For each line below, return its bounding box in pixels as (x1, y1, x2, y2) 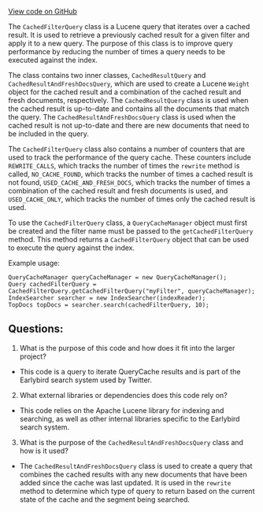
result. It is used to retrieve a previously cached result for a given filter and (8, 31, 250, 39)
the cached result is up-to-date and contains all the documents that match (8, 104, 250, 113)
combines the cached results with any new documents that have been (19, 470, 248, 479)
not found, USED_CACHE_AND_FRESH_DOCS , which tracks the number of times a (8, 178, 250, 187)
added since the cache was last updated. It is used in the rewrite (19, 477, 232, 487)
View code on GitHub (8, 7, 77, 16)
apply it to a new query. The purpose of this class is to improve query (8, 39, 234, 48)
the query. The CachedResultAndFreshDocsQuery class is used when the (8, 112, 236, 121)
